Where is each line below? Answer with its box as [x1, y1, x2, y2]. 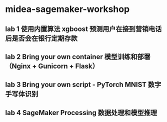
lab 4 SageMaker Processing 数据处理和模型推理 [5, 108, 157, 117]
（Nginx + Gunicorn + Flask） [5, 61, 99, 70]
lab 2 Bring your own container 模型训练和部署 [5, 52, 151, 61]
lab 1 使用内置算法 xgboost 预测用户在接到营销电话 [5, 24, 162, 33]
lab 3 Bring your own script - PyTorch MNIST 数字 [5, 80, 161, 89]
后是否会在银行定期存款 [5, 34, 77, 42]
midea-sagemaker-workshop [5, 3, 130, 15]
